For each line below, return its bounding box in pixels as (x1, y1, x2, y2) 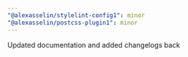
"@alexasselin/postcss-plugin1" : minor (7, 19, 138, 27)
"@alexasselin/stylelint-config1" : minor (7, 11, 146, 20)
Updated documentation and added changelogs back (7, 40, 180, 49)
